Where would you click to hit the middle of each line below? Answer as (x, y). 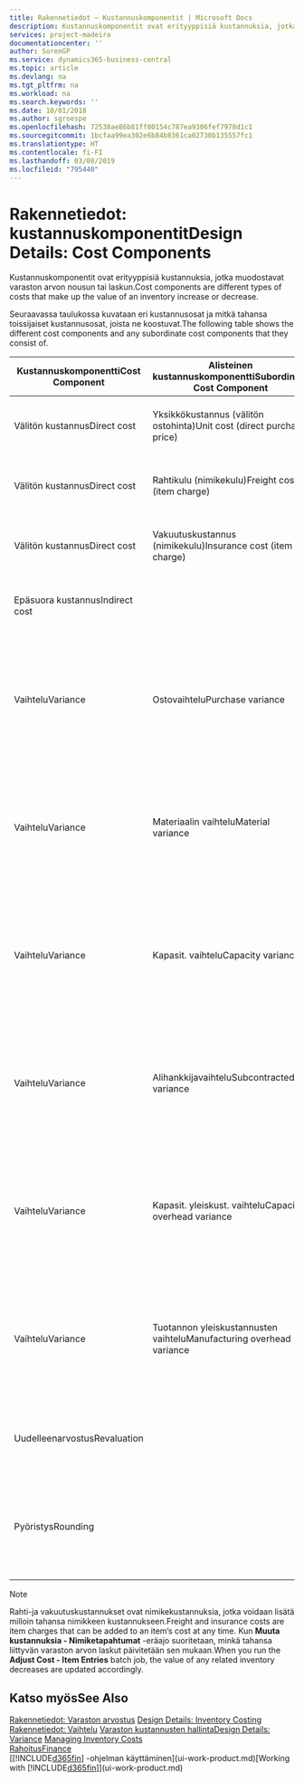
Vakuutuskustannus (195, 535)
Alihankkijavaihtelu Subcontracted (223, 1078)
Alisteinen (230, 366)
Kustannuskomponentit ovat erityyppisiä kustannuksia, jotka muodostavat (147, 278)
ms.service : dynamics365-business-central (90, 60)
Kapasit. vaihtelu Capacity (206, 956)
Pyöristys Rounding (54, 1527)
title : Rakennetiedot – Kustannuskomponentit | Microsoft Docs (131, 18)
